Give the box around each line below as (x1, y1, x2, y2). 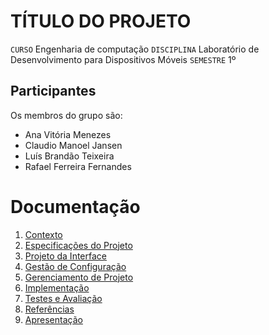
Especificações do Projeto (24, 239, 133, 251)
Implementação (24, 281, 90, 294)
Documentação (10, 195, 141, 218)
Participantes (10, 83, 97, 100)
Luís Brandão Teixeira (24, 150, 115, 162)
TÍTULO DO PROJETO (10, 10, 192, 33)
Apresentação (24, 313, 83, 325)
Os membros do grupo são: (10, 109, 123, 121)
